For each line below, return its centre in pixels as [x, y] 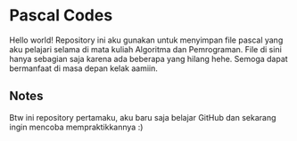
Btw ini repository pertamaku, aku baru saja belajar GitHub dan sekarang [143, 117]
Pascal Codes [61, 16]
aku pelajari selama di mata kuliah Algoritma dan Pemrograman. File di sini [146, 49]
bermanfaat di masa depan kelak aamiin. [84, 68]
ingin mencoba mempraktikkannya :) [76, 127]
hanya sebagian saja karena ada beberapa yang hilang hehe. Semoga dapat [148, 59]
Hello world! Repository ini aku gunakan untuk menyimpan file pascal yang [146, 40]
